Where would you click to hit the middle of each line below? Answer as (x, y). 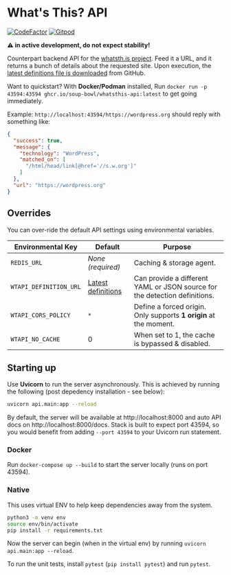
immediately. (25, 100)
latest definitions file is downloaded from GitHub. (76, 73)
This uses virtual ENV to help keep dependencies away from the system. (110, 505)
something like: (29, 121)
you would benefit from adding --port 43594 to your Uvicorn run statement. (114, 432)
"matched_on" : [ (43, 160)
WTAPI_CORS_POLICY (41, 315)
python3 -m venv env (37, 517)
